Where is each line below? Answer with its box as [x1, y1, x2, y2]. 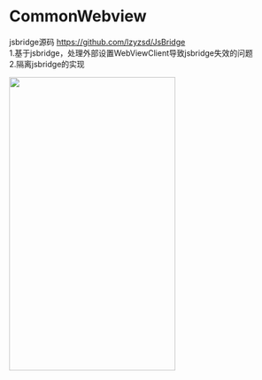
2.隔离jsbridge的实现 [9, 58, 86, 69]
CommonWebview [9, 6, 148, 27]
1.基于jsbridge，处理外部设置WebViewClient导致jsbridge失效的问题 [9, 47, 254, 58]
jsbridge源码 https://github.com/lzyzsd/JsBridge [9, 36, 186, 47]
